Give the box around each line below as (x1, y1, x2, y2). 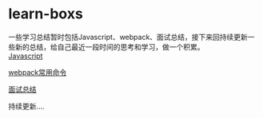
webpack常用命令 (8, 67, 67, 77)
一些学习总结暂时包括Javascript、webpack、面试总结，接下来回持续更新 (8, 32, 248, 41)
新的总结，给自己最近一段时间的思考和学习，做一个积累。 (14, 41, 205, 52)
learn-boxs (8, 5, 84, 23)
